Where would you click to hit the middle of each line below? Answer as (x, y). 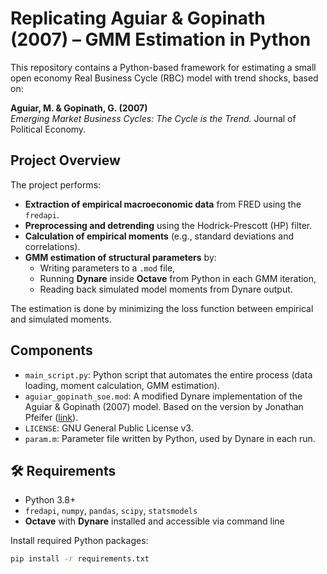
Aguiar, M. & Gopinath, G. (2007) (79, 108)
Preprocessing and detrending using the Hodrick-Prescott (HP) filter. (168, 225)
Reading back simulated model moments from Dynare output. (166, 289)
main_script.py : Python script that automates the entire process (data (168, 374)
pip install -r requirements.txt (80, 559)
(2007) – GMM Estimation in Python (161, 39)
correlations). (52, 246)
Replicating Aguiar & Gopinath (138, 18)
